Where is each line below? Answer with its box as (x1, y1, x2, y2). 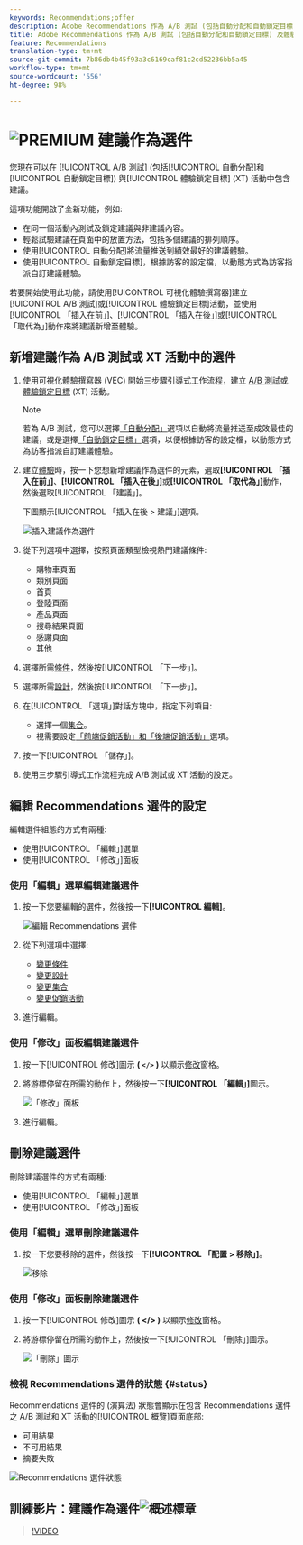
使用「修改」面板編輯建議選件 (9, 1037, 140, 1050)
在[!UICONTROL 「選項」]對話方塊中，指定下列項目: (22, 700, 213, 711)
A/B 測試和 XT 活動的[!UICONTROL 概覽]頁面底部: (19, 1411, 205, 1422)
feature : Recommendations (9, 38, 106, 48)
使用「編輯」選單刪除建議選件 (9, 1226, 140, 1239)
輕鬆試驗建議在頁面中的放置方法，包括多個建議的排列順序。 (22, 234, 244, 245)
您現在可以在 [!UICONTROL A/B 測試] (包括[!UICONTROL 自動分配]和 (9, 162, 265, 172)
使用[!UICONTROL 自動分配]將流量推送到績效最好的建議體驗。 (22, 245, 254, 255)
